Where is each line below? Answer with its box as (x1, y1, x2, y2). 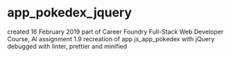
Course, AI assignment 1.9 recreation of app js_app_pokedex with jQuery (7, 34, 215, 43)
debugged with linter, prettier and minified (7, 42, 128, 50)
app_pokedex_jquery (7, 5, 132, 21)
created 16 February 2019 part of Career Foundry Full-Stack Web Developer (7, 27, 224, 36)
